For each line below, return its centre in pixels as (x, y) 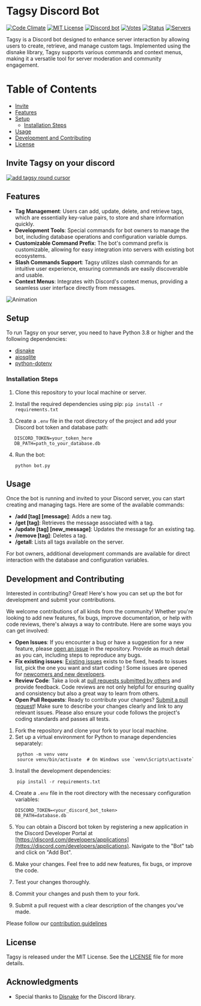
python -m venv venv (43, 755)
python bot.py (32, 465)
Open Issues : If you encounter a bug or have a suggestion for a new (99, 642)
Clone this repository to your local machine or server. (81, 392)
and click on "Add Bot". (43, 853)
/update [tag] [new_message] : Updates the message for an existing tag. (105, 529)
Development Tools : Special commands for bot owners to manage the (102, 230)
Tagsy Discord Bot (53, 11)
